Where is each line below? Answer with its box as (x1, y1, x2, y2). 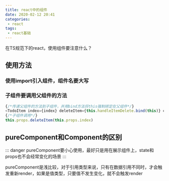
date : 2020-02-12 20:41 (5, 12, 55, 17)
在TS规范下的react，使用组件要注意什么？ (5, 45, 92, 51)
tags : (5, 26, 17, 31)
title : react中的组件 (5, 7, 48, 13)
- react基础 (7, 31, 31, 36)
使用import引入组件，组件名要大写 (5, 77, 89, 84)
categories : (5, 17, 30, 22)
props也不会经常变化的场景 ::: (5, 153, 67, 159)
